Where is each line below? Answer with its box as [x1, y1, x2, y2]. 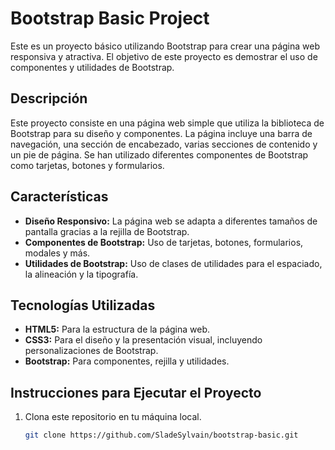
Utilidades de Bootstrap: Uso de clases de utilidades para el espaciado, [24, 257, 323, 269]
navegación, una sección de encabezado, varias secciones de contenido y [10, 138, 318, 150]
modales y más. [24, 247, 91, 259]
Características [10, 188, 109, 206]
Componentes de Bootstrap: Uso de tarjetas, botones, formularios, [24, 236, 304, 248]
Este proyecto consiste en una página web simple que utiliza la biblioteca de [10, 117, 325, 129]
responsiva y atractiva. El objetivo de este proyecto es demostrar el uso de [10, 50, 318, 62]
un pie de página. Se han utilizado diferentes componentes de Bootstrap [10, 148, 309, 161]
